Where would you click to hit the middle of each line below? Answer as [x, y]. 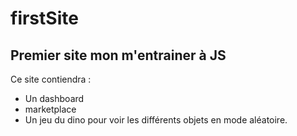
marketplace [50, 109]
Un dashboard [54, 98]
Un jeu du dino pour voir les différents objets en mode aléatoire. [156, 120]
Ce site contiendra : [51, 79]
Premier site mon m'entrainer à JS [118, 55]
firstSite [44, 18]
